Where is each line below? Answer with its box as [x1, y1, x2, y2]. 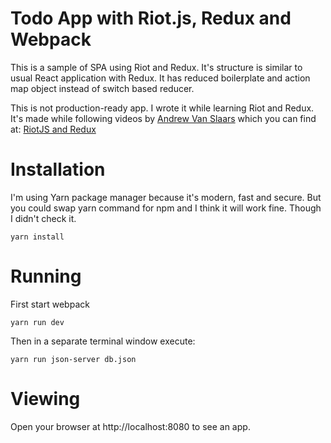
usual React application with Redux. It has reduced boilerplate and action [10, 72, 311, 84]
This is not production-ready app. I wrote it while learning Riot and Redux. [10, 102, 315, 114]
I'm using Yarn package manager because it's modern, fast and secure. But [10, 191, 322, 203]
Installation [10, 158, 106, 181]
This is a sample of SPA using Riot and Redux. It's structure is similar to [10, 61, 303, 73]
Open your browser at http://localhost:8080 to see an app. [10, 420, 251, 432]
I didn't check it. [10, 212, 77, 224]
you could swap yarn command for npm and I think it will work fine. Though [10, 202, 322, 214]
